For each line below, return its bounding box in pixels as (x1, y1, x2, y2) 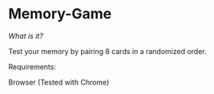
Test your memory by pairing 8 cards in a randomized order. (8, 46, 207, 56)
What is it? (8, 31, 44, 41)
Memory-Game (8, 5, 112, 23)
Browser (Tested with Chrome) (8, 77, 110, 87)
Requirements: (8, 61, 56, 72)
